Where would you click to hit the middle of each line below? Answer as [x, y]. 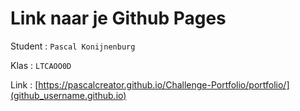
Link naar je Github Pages [118, 18]
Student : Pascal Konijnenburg [73, 46]
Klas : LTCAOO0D [41, 65]
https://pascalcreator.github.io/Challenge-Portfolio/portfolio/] [164, 84]
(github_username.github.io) [68, 95]
